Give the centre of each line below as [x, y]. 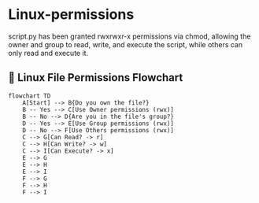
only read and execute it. [48, 53]
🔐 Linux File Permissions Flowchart [96, 78]
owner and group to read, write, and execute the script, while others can [125, 44]
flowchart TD [30, 96]
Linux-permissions [71, 15]
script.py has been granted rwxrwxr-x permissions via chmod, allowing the [129, 36]
